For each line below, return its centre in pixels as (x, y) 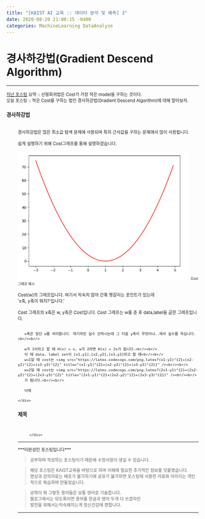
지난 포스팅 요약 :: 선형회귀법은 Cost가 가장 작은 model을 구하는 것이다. (74, 95)
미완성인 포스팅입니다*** (48, 449)
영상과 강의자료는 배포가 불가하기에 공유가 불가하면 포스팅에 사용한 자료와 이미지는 (108, 477)
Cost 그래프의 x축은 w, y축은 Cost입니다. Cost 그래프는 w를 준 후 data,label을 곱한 (97, 312)
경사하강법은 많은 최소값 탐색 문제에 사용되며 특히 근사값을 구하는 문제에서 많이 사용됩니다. (104, 132)
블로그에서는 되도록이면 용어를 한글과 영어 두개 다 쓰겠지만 (85, 499)
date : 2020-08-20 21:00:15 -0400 (49, 19)
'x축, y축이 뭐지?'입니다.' (41, 301)
